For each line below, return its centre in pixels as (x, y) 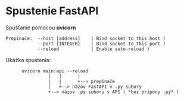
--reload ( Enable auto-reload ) (93, 49)
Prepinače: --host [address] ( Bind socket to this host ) (86, 38)
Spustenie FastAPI (52, 11)
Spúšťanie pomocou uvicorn (41, 27)
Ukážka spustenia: (28, 60)
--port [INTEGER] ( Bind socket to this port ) (102, 44)
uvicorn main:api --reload (55, 71)
